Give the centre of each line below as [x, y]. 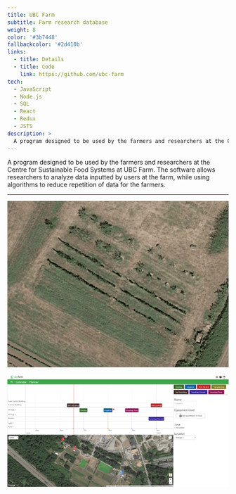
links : [17, 52]
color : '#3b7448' [33, 37]
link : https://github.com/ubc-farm [72, 74]
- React [25, 112]
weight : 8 [22, 30]
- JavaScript [33, 89]
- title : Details [39, 60]
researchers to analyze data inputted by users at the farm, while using [109, 177]
